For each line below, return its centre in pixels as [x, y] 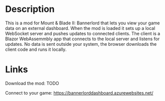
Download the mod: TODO [32, 83]
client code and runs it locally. [36, 49]
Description [30, 9]
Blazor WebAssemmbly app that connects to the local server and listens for [82, 39]
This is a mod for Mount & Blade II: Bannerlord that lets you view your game [82, 23]
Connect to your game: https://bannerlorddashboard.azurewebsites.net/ [79, 93]
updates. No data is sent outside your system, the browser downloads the [81, 44]
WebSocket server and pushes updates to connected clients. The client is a [83, 33]
